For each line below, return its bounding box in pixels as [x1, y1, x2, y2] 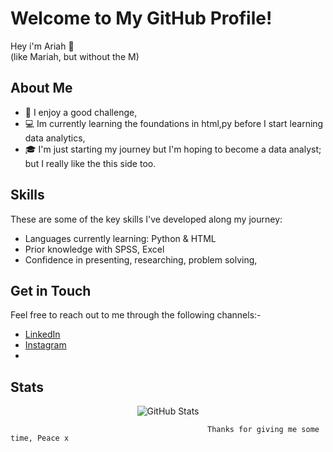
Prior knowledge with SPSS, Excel [24, 243, 165, 255]
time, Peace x [10, 433, 70, 444]
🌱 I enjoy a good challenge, [24, 106, 138, 118]
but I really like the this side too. [24, 157, 157, 169]
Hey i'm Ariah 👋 [10, 40, 75, 52]
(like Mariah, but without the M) [10, 50, 140, 62]
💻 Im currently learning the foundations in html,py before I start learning [24, 117, 324, 129]
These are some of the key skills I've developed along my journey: [10, 213, 283, 225]
